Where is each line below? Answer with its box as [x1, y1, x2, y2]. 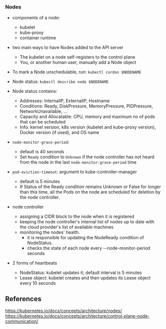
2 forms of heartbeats [12, 260, 57, 266]
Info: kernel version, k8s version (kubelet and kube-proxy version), [19, 124, 156, 130]
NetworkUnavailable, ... [19, 108, 68, 115]
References [5, 294, 42, 303]
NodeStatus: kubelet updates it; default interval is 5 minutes [19, 269, 142, 276]
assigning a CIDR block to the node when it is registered [19, 213, 135, 219]
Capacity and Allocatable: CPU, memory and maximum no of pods [19, 114, 155, 120]
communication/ [5, 319, 39, 325]
